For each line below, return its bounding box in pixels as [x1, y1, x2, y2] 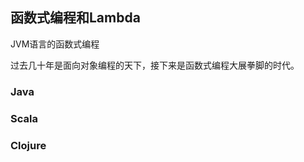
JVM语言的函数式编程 [10, 38, 100, 50]
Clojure [10, 138, 47, 152]
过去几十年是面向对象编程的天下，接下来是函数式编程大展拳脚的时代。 [10, 59, 300, 71]
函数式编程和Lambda [10, 9, 141, 27]
